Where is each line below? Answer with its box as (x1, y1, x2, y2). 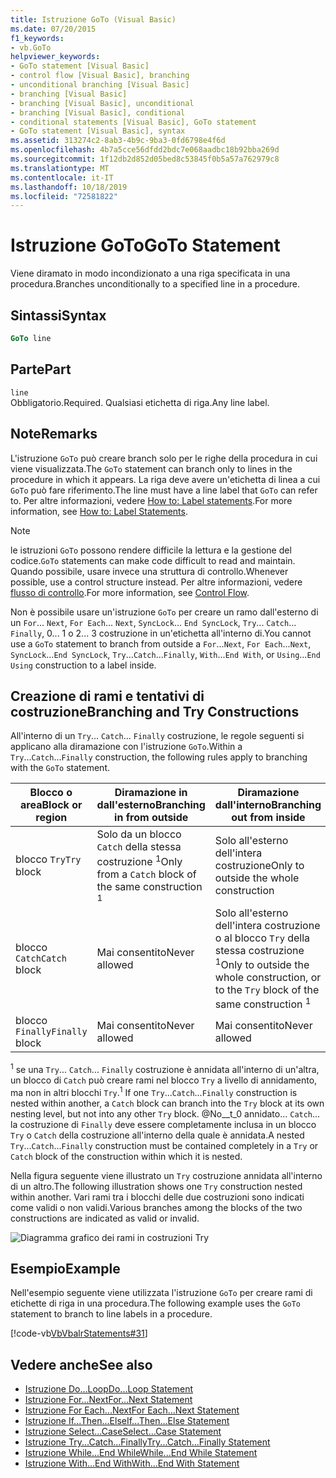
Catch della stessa (96, 840, 182, 854)
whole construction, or (214, 970, 322, 984)
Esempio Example (10, 1261, 121, 1277)
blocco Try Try (15, 852, 82, 866)
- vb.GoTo (10, 42, 52, 53)
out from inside (231, 811, 306, 825)
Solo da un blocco (96, 827, 182, 841)
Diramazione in (114, 786, 188, 800)
